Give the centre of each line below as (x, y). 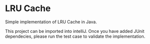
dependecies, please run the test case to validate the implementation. (75, 36)
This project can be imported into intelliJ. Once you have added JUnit (75, 31)
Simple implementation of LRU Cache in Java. (51, 22)
